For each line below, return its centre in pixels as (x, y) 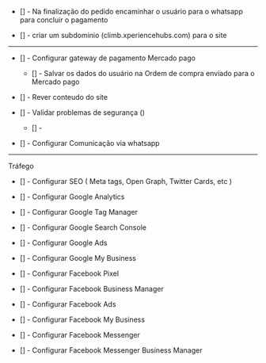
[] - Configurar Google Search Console (83, 227)
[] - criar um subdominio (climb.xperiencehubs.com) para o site (123, 35)
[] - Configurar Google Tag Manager (79, 212)
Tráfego (21, 166)
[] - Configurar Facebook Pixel (69, 273)
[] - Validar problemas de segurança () (82, 113)
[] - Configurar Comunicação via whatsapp (89, 143)
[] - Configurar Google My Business (78, 258)
